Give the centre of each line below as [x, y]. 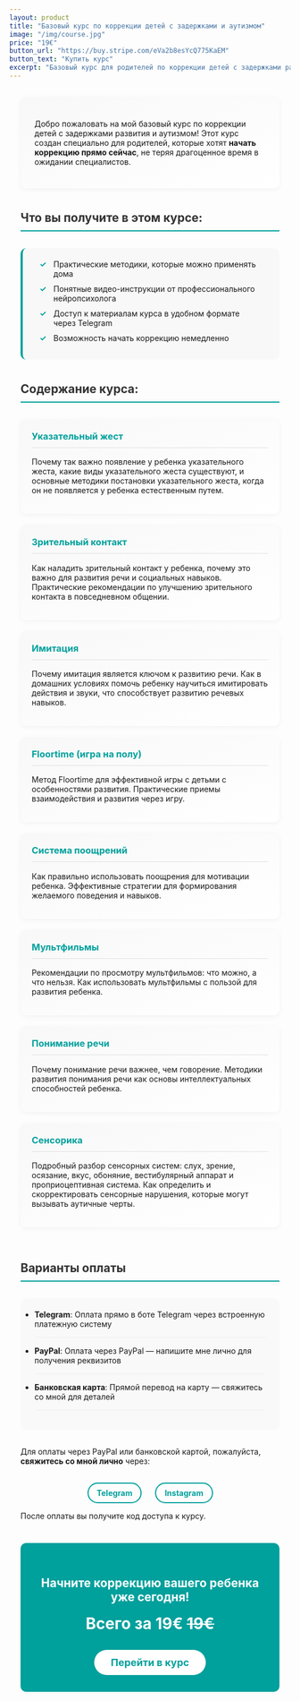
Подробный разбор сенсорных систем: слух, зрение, [133, 1166]
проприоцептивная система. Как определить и [121, 1184]
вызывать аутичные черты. [83, 1203]
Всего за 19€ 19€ [150, 1624]
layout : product [39, 17]
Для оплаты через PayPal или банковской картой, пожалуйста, [141, 1451]
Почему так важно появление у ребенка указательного [137, 462]
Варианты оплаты [74, 1268]
